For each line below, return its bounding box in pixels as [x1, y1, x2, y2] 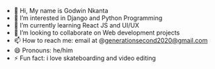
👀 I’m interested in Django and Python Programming [13, 14, 163, 22]
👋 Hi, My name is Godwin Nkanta [13, 7, 109, 14]
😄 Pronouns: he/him [13, 46, 73, 55]
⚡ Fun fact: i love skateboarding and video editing [13, 54, 157, 62]
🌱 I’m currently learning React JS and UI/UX [13, 21, 140, 29]
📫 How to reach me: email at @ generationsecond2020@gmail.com [13, 37, 208, 44]
